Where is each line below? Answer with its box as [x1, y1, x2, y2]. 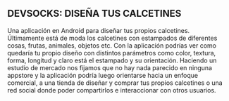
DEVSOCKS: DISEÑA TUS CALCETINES [7, 8, 182, 20]
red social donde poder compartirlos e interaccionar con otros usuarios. [7, 86, 216, 94]
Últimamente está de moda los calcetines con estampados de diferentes [7, 34, 218, 42]
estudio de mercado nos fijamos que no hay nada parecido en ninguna [7, 63, 213, 72]
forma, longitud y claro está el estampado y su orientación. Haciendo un [7, 56, 217, 65]
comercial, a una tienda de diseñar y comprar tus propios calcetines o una [7, 79, 223, 87]
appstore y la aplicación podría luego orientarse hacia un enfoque [7, 71, 199, 79]
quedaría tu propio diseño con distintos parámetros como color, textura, [7, 48, 216, 57]
